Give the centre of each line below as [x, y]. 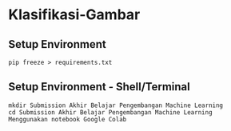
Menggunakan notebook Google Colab [68, 119]
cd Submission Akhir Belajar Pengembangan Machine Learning [111, 112]
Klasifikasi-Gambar [74, 15]
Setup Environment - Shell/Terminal [99, 87]
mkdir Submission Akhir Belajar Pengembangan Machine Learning [116, 105]
